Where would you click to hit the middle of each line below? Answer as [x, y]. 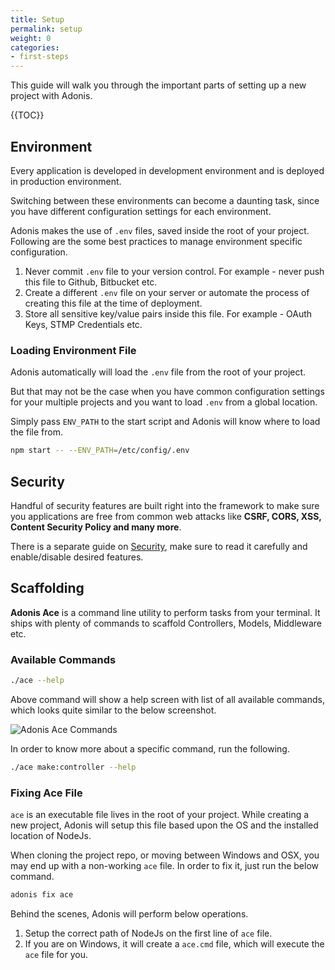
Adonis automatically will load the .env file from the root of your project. [158, 372]
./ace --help [37, 681]
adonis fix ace [42, 895]
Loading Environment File [73, 350]
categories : [35, 47]
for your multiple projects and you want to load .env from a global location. [164, 402]
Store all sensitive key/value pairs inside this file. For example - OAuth [168, 313]
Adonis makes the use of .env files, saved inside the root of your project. [160, 230]
